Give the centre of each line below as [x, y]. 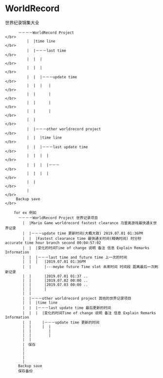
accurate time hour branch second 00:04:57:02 [53, 243]
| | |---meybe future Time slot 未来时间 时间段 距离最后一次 [89, 267]
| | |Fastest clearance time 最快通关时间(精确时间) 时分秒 [82, 238]
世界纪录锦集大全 [22, 22]
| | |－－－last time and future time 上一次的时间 [75, 257]
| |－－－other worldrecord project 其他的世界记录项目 [77, 298]
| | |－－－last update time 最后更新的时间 [67, 308]
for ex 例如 [25, 213]
